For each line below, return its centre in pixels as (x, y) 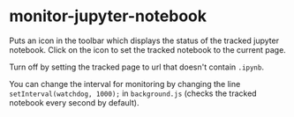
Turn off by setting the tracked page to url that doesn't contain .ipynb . (137, 67)
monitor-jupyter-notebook (108, 16)
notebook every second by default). (74, 102)
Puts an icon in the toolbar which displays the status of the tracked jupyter (144, 40)
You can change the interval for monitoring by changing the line (125, 84)
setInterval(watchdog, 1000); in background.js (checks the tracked (133, 93)
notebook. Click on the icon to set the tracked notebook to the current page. (148, 49)
